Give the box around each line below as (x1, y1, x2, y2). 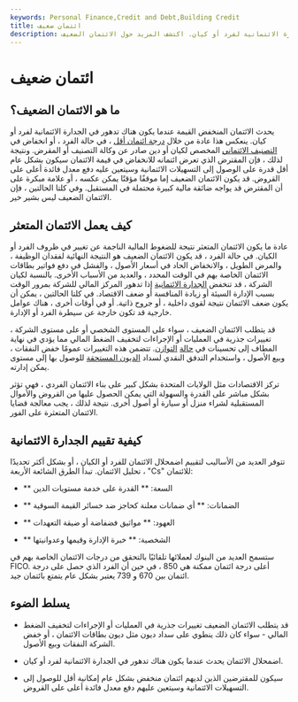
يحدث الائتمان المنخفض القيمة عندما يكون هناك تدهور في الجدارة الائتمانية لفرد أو (10, 126, 275, 137)
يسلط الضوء (10, 596, 70, 611)
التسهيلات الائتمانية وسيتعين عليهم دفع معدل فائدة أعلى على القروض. (22, 682, 249, 692)
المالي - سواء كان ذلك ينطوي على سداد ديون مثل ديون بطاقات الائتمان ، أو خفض (22, 629, 288, 639)
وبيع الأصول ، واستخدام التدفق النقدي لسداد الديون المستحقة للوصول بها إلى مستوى (10, 352, 286, 363)
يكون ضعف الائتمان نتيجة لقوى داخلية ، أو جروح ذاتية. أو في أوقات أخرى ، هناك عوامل (10, 297, 289, 308)
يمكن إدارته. (10, 362, 50, 373)
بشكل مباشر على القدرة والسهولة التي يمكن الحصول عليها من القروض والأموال (10, 389, 271, 399)
